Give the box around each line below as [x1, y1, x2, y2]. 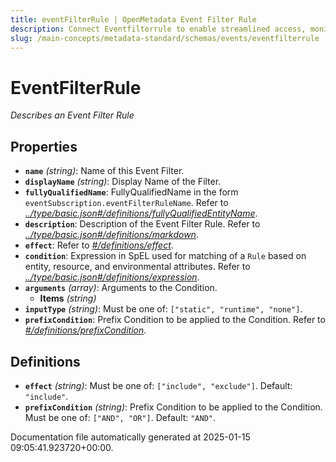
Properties [10, 138, 78, 155]
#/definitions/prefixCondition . [24, 324, 147, 336]
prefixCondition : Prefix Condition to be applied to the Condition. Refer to [24, 314, 326, 326]
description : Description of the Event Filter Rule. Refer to [24, 218, 261, 230]
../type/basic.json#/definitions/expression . [24, 271, 200, 283]
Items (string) [39, 292, 97, 305]
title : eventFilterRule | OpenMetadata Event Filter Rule [10, 14, 257, 25]
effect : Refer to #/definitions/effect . [24, 239, 174, 251]
